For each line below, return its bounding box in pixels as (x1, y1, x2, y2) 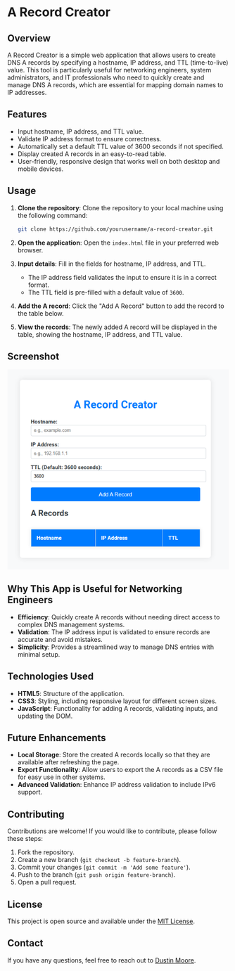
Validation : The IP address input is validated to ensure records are (17, 627, 210, 636)
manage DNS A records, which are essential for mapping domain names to (7, 81, 224, 89)
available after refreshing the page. (17, 758, 120, 766)
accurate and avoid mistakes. (17, 635, 103, 643)
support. (17, 788, 43, 797)
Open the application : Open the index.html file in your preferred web (17, 238, 220, 247)
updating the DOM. (17, 712, 73, 720)
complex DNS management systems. (17, 620, 125, 629)
